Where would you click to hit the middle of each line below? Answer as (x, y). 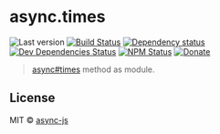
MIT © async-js (39, 119)
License (32, 98)
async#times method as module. (93, 69)
